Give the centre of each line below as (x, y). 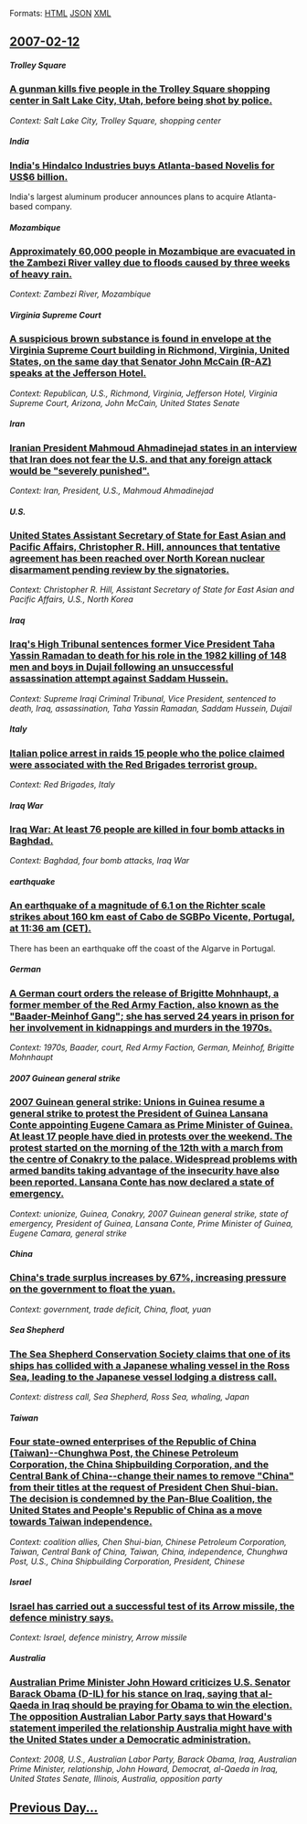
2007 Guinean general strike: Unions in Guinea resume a (137, 1102)
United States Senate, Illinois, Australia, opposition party (116, 1779)
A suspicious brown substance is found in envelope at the (141, 339)
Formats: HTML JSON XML (60, 13)
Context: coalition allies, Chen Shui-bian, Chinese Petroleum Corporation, (148, 1541)
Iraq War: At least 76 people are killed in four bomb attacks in (147, 830)
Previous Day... (54, 1807)
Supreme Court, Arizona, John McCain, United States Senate (125, 402)
